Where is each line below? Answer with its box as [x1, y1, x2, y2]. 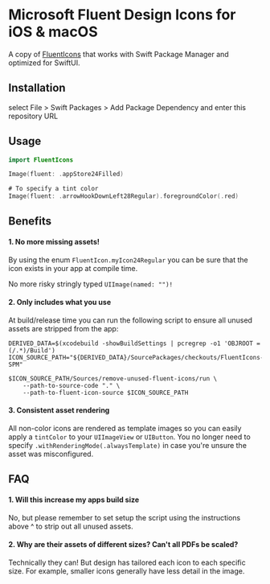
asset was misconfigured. [8, 449, 94, 459]
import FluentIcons [8, 155, 74, 164]
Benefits [8, 215, 52, 228]
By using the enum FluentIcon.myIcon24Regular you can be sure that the [8, 255, 248, 265]
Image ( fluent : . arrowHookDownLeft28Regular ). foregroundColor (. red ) [8, 192, 239, 200]
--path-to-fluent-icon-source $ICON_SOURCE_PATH [22, 389, 189, 397]
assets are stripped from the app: [8, 323, 119, 333]
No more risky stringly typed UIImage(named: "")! [8, 279, 174, 289]
